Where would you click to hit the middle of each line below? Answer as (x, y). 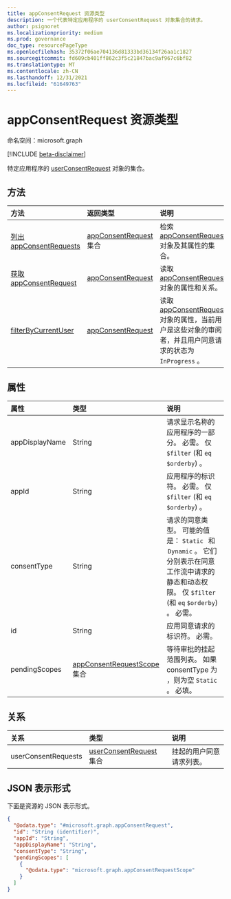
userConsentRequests (46, 756)
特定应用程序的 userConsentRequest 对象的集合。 (78, 169)
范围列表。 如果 (191, 659)
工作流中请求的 (190, 571)
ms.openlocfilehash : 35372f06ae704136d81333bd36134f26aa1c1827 (100, 52)
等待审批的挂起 (190, 649)
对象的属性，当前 (187, 319)
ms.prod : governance (37, 39)
